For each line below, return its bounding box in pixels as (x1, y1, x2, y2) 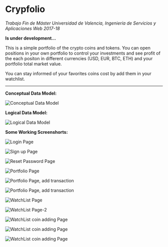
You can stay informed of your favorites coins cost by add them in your (5, 70, 151, 76)
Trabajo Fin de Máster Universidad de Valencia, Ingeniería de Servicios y (5, 20, 156, 26)
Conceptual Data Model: (5, 90, 57, 96)
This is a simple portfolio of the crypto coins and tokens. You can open (5, 45, 151, 51)
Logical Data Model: (5, 109, 47, 116)
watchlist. (5, 76, 25, 82)
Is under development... (5, 35, 56, 41)
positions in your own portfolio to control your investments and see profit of (5, 50, 161, 56)
